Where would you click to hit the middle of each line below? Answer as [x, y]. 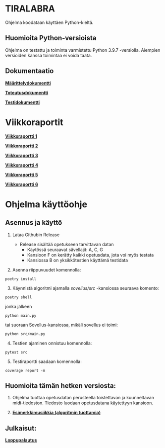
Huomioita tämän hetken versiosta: [61, 386]
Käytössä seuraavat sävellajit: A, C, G [65, 250]
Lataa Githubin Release [36, 235]
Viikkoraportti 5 [22, 175]
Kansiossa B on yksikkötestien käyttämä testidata [78, 260]
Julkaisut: [21, 428]
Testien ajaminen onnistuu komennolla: [52, 343]
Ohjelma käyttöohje [46, 204]
